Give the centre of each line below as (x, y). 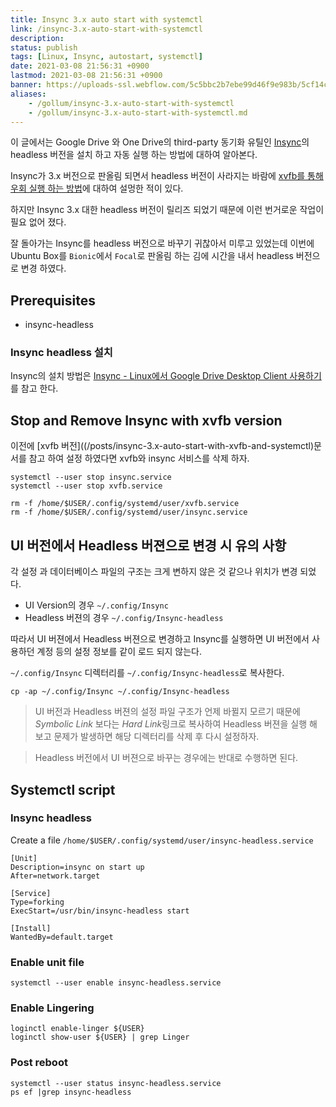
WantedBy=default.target (62, 937)
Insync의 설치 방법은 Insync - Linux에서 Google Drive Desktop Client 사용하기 (166, 376)
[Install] (31, 928)
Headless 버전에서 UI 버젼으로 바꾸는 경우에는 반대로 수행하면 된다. (166, 758)
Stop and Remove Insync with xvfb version (146, 420)
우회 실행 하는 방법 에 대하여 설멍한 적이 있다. (97, 188)
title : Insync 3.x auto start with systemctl (106, 19)
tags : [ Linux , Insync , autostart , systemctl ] (106, 57)
